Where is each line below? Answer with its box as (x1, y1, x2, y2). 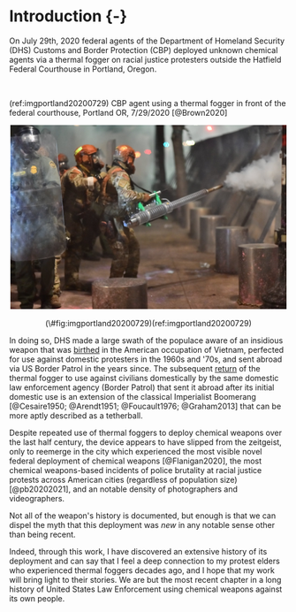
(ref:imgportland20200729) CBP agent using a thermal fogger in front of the (9, 97, 286, 108)
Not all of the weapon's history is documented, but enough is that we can (9, 510, 277, 521)
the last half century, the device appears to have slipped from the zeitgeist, (9, 436, 283, 448)
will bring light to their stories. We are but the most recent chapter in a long (9, 574, 282, 585)
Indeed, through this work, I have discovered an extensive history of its (9, 546, 268, 556)
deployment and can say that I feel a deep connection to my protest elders (9, 555, 280, 566)
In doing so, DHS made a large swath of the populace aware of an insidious (9, 334, 284, 346)
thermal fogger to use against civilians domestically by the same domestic (9, 372, 279, 383)
